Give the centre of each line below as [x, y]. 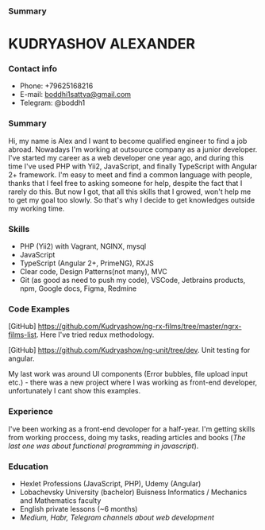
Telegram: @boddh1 [52, 103]
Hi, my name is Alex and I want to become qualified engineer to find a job [128, 141]
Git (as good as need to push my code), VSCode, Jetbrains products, [132, 280]
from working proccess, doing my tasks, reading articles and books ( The [127, 437]
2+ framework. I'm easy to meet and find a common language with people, [130, 174]
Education [29, 466]
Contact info [33, 69]
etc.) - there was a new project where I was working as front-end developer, [133, 382]
